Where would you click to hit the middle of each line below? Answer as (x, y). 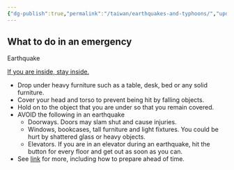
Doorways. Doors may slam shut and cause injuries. (102, 122)
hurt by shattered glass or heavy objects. (87, 137)
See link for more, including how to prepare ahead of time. (101, 159)
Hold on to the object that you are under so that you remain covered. (116, 108)
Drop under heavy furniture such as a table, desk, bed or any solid (112, 85)
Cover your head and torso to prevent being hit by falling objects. (111, 100)
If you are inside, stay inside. (48, 72)
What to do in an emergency (70, 42)
